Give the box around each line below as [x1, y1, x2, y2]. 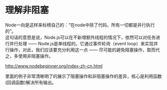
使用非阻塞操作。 [18, 53, 53, 59]
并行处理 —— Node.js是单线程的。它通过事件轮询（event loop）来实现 [9, 40, 154, 46]
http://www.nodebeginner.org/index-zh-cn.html [5, 63, 103, 69]
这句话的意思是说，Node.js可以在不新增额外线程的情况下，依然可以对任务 [5, 34, 156, 40]
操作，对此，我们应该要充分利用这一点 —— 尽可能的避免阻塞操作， [9, 47, 147, 53]
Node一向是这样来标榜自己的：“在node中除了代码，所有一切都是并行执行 [5, 22, 155, 28]
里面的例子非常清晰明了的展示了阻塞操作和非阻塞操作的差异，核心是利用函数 [5, 73, 162, 79]
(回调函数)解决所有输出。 [5, 79, 57, 85]
